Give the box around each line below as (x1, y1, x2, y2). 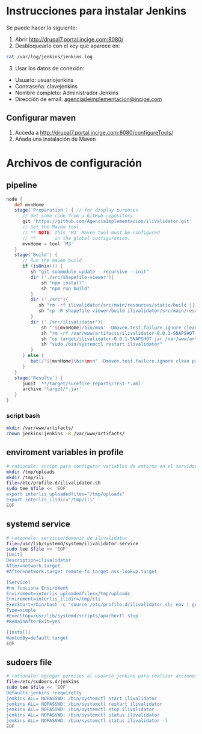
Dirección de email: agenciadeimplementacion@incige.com (14, 95, 162, 103)
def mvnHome (14, 201, 44, 208)
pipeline (6, 180, 37, 191)
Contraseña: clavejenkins (14, 82, 78, 90)
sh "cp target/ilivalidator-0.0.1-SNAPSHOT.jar (41, 335, 163, 342)
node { (6, 196, 23, 202)
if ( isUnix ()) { (22, 263, 63, 269)
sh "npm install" (41, 280, 85, 286)
